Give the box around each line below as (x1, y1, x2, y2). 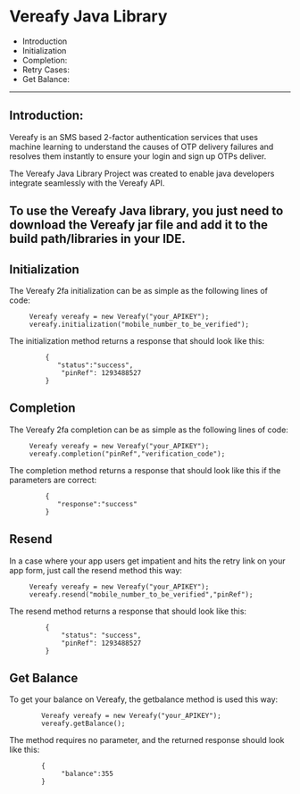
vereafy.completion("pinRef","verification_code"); (29, 449, 226, 458)
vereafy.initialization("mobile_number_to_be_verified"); (29, 320, 250, 329)
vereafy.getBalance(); (41, 719, 126, 729)
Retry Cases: (21, 64, 70, 75)
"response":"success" (56, 499, 138, 508)
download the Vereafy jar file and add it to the (9, 217, 268, 233)
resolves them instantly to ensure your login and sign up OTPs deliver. (9, 150, 267, 162)
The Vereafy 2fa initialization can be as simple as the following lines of (9, 285, 269, 296)
